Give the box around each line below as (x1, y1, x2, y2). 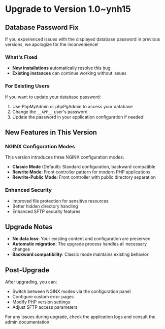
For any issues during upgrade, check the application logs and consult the (5, 314, 156, 320)
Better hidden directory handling (12, 203, 78, 209)
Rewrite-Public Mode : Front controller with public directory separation (12, 174, 156, 180)
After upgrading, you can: (5, 279, 58, 285)
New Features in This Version (5, 128, 97, 136)
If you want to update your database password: (5, 94, 101, 100)
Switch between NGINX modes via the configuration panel (12, 288, 131, 294)
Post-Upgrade (5, 266, 50, 274)
